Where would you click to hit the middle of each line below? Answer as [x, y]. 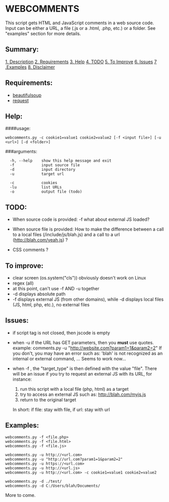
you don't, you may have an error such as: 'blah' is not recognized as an [88, 353]
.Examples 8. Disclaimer [30, 67]
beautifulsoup [27, 95]
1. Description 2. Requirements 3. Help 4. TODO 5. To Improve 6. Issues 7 [81, 62]
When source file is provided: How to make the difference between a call [88, 229]
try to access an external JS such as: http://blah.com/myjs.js [83, 394]
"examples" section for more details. [43, 33]
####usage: [18, 128]
